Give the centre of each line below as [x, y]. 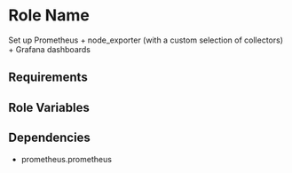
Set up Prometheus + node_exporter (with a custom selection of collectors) [146, 40]
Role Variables [49, 107]
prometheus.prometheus [67, 159]
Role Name [49, 16]
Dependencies [49, 138]
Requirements [48, 78]
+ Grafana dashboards [49, 49]
